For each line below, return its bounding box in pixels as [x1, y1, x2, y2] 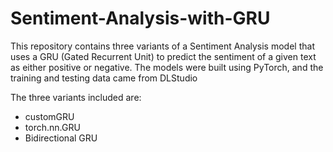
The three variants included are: [10, 91, 142, 103]
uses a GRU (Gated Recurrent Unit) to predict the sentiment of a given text [10, 50, 317, 62]
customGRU [24, 110, 75, 122]
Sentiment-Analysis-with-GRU [10, 7, 271, 30]
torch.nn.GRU [24, 121, 81, 133]
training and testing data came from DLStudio [10, 72, 198, 84]
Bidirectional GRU [24, 132, 98, 144]
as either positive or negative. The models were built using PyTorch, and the [10, 61, 324, 73]
